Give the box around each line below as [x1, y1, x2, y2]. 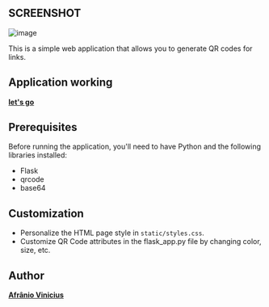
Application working [8, 76, 113, 90]
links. [8, 52, 27, 61]
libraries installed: [8, 150, 67, 160]
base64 [19, 183, 46, 193]
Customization [8, 206, 85, 221]
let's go [8, 97, 35, 107]
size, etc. [19, 246, 51, 255]
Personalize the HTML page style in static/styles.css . [19, 228, 204, 238]
